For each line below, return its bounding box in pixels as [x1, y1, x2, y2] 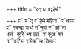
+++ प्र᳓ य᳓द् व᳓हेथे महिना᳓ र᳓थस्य [6, 18, 75, 24]
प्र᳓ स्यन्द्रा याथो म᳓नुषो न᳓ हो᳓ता [6, 24, 67, 31]
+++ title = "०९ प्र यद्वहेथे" [6, 6, 61, 12]
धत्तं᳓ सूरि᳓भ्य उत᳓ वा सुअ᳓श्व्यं [6, 31, 64, 38]
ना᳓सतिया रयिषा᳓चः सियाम [6, 37, 56, 44]
